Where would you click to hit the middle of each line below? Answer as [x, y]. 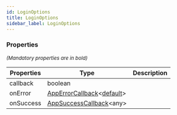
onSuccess [25, 103]
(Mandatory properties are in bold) [47, 58]
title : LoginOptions [33, 18]
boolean [59, 83]
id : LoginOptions [28, 12]
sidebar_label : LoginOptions [43, 23]
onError [20, 93]
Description [150, 73]
